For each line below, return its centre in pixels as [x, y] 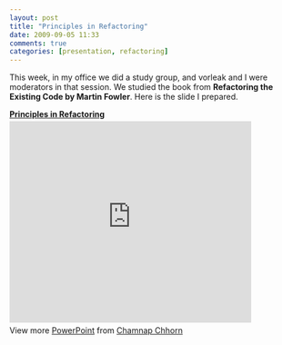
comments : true [38, 43]
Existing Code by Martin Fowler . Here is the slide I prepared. [124, 97]
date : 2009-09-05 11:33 [55, 34]
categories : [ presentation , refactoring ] [89, 52]
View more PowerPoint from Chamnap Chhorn [96, 330]
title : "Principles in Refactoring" [79, 26]
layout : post [34, 18]
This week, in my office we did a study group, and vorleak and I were [139, 77]
